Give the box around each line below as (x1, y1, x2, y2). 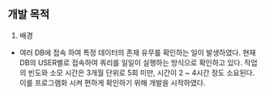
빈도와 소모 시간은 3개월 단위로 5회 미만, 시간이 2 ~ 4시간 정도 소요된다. (28, 68, 255, 77)
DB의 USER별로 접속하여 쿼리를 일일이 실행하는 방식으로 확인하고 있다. (19, 57, 243, 67)
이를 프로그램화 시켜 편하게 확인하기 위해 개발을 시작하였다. (19, 77, 206, 87)
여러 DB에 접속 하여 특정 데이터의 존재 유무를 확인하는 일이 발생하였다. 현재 (19, 47, 256, 57)
